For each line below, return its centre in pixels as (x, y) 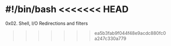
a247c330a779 (110, 38)
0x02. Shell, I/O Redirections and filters (47, 23)
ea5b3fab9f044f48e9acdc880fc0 (130, 33)
